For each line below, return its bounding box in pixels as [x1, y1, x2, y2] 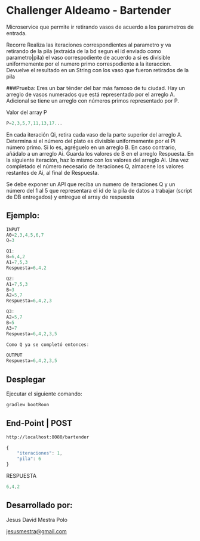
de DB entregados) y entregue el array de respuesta [6, 193, 134, 200]
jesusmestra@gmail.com [6, 527, 67, 534]
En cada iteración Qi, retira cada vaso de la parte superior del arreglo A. [6, 131, 183, 138]
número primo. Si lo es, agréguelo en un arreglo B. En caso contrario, [6, 144, 177, 151]
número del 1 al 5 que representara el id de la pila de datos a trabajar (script [6, 187, 192, 194]
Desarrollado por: [6, 500, 73, 511]
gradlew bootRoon [6, 401, 50, 407]
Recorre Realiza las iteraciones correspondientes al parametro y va [6, 41, 171, 48]
